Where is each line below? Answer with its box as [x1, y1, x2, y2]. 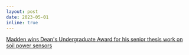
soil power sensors [6, 42, 53, 49]
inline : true [6, 20, 38, 25]
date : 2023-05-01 [6, 14, 49, 20]
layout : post [6, 8, 38, 15]
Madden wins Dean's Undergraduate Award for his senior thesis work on [6, 36, 183, 43]
